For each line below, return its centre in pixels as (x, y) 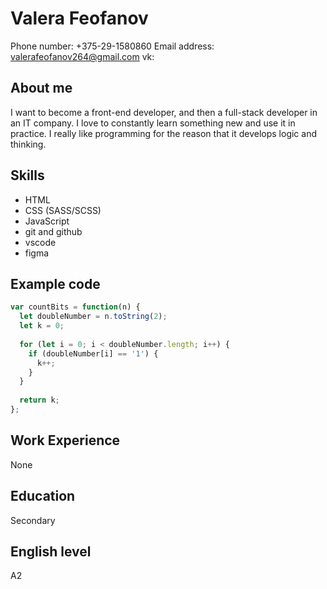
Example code (55, 283)
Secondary (33, 520)
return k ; (39, 400)
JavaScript (47, 221)
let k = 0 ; (42, 326)
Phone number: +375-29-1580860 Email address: (112, 46)
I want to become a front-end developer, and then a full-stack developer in (164, 112)
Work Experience (65, 440)
